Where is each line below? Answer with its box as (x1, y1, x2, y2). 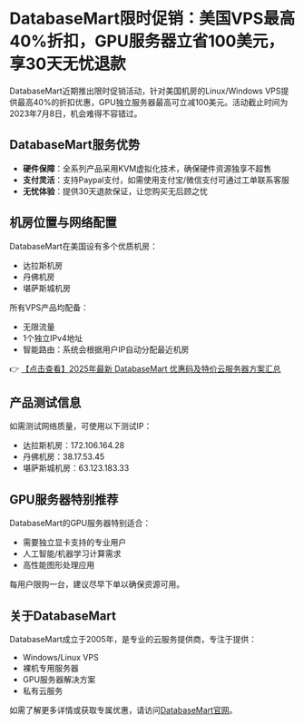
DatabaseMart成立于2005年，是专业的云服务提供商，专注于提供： (9, 634, 257, 644)
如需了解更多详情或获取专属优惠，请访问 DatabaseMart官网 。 (9, 705, 238, 715)
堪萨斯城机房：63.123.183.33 (22, 463, 130, 474)
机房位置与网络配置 (9, 215, 117, 230)
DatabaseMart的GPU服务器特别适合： (9, 518, 152, 529)
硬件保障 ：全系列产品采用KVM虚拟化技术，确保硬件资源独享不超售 (22, 162, 272, 173)
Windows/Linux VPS (22, 652, 99, 662)
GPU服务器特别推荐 (9, 492, 119, 507)
